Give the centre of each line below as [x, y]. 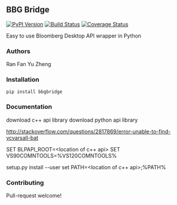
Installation [23, 80]
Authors [18, 51]
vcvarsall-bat [22, 138]
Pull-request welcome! [34, 195]
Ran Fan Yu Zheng [29, 64]
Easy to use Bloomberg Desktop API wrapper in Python [74, 36]
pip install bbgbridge [34, 92]
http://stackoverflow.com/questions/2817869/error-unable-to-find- [88, 131]
